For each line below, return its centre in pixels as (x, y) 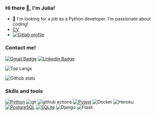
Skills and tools (24, 91)
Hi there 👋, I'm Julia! (30, 8)
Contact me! (21, 48)
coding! (20, 24)
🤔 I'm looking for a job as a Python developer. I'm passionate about (82, 19)
